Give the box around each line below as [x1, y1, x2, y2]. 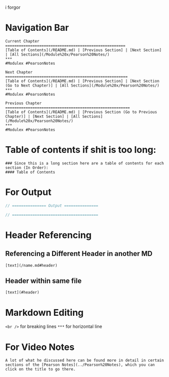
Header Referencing [5, 229, 92, 241]
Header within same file [5, 276, 82, 285]
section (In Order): [5, 165, 49, 170]
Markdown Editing [5, 307, 84, 318]
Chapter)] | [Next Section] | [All [5, 114, 80, 119]
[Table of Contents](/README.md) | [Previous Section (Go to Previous [5, 109, 157, 114]
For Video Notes [5, 341, 75, 353]
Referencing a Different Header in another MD [5, 249, 153, 258]
